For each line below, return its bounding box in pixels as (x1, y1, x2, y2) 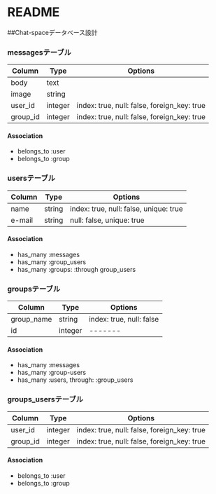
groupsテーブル (7, 284, 61, 294)
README (7, 4, 60, 20)
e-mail (10, 215, 34, 225)
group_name (10, 315, 52, 324)
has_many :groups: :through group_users (17, 265, 136, 273)
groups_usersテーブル (7, 394, 84, 404)
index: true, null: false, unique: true (69, 204, 183, 214)
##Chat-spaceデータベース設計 (7, 28, 98, 36)
